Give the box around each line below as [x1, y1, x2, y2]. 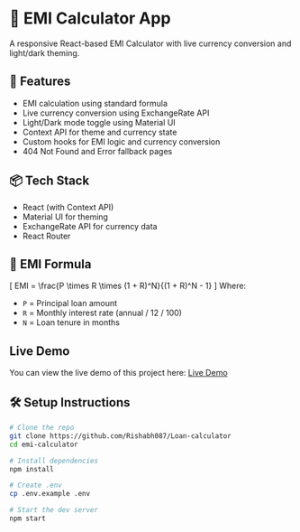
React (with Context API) [22, 201, 114, 212]
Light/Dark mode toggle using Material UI [22, 117, 176, 127]
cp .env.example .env [9, 490, 91, 499]
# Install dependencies [9, 456, 99, 465]
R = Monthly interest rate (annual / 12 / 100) [22, 307, 183, 319]
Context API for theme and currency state [22, 126, 177, 137]
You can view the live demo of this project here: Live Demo [9, 368, 228, 378]
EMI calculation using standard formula [22, 98, 168, 108]
